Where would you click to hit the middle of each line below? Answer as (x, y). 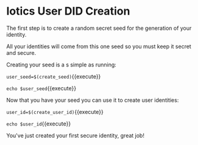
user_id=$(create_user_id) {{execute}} (55, 111)
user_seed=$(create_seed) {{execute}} (54, 76)
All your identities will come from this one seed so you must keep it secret (99, 46)
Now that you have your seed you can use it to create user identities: (93, 100)
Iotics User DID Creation (68, 11)
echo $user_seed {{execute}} (41, 88)
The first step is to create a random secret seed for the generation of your (99, 28)
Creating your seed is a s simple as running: (62, 65)
